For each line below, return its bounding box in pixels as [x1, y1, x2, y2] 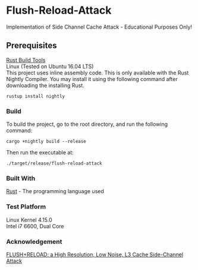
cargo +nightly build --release [6, 138, 86, 145]
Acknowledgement [6, 237, 62, 246]
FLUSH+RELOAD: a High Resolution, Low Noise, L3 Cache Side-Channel [6, 251, 183, 258]
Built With [6, 174, 36, 182]
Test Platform [6, 203, 46, 211]
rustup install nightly [6, 93, 65, 99]
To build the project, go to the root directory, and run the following [6, 120, 168, 128]
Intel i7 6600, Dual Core [6, 222, 64, 229]
